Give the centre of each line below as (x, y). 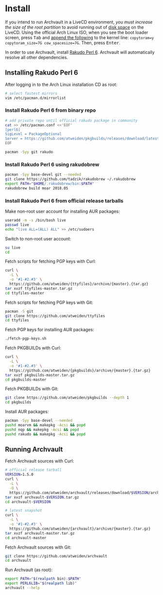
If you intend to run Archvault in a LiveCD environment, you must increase (79, 22)
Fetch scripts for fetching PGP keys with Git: (49, 302)
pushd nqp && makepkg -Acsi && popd (42, 430)
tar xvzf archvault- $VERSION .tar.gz (42, 497)
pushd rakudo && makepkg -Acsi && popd (45, 434)
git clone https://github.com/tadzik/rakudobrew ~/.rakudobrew (70, 179)
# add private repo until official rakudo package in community (71, 120)
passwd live (17, 225)
